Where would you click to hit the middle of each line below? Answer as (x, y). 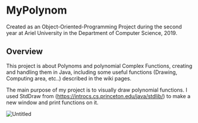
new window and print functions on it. (52, 102)
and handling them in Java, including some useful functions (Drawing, (92, 72)
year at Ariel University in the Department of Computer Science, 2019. (92, 33)
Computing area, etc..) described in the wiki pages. (69, 78)
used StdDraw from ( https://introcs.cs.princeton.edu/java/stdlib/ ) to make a (98, 96)
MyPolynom (37, 10)
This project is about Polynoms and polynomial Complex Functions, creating (99, 66)
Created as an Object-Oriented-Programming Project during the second (94, 27)
